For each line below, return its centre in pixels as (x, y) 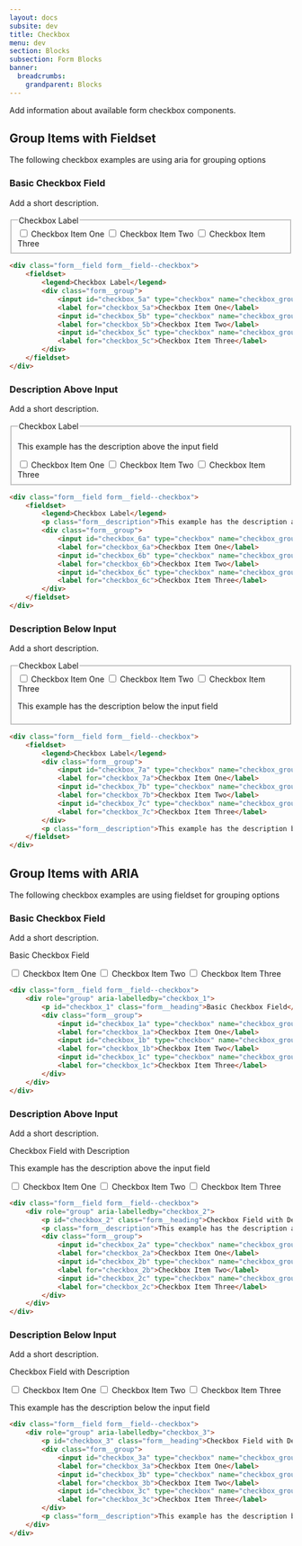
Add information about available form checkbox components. (123, 110)
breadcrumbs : (42, 76)
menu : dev (28, 43)
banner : (24, 68)
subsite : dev (34, 26)
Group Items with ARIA (74, 873)
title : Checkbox (40, 34)
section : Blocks (40, 51)
